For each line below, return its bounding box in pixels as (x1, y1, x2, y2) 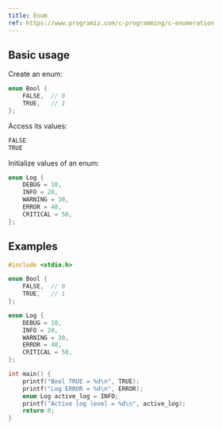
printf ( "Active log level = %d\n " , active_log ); (22, 400, 186, 408)
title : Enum (8, 11, 48, 20)
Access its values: (8, 121, 67, 131)
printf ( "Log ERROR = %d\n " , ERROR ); (22, 385, 144, 393)
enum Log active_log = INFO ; (22, 392, 119, 400)
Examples (8, 239, 58, 254)
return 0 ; (22, 407, 55, 415)
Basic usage (8, 48, 70, 62)
